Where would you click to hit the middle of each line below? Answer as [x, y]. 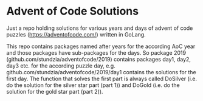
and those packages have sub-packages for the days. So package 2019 [96, 52]
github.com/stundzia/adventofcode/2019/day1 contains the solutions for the [101, 72]
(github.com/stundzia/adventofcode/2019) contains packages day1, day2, [99, 59]
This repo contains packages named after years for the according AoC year [101, 46]
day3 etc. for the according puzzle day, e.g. [61, 66]
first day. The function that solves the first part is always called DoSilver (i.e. [102, 78]
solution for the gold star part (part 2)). [55, 91]
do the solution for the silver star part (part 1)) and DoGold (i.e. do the [93, 85]
